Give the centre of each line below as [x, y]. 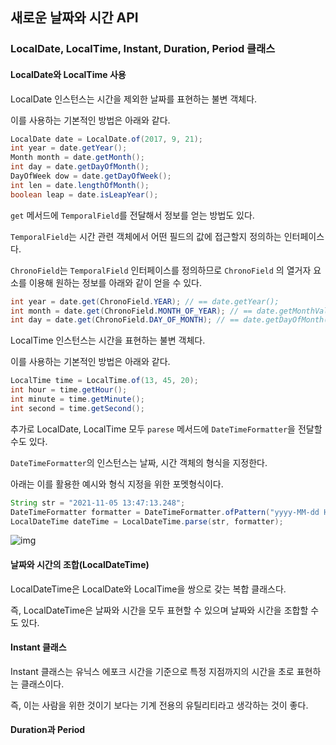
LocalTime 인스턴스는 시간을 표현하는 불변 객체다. [108, 340]
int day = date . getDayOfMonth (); [80, 167]
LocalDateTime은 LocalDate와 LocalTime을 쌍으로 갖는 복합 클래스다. [148, 589]
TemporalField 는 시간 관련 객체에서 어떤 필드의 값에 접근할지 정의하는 [146, 236]
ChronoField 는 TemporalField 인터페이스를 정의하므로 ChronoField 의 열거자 [161, 270]
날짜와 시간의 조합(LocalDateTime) [80, 564]
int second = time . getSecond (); [77, 408]
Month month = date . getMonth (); [77, 158]
